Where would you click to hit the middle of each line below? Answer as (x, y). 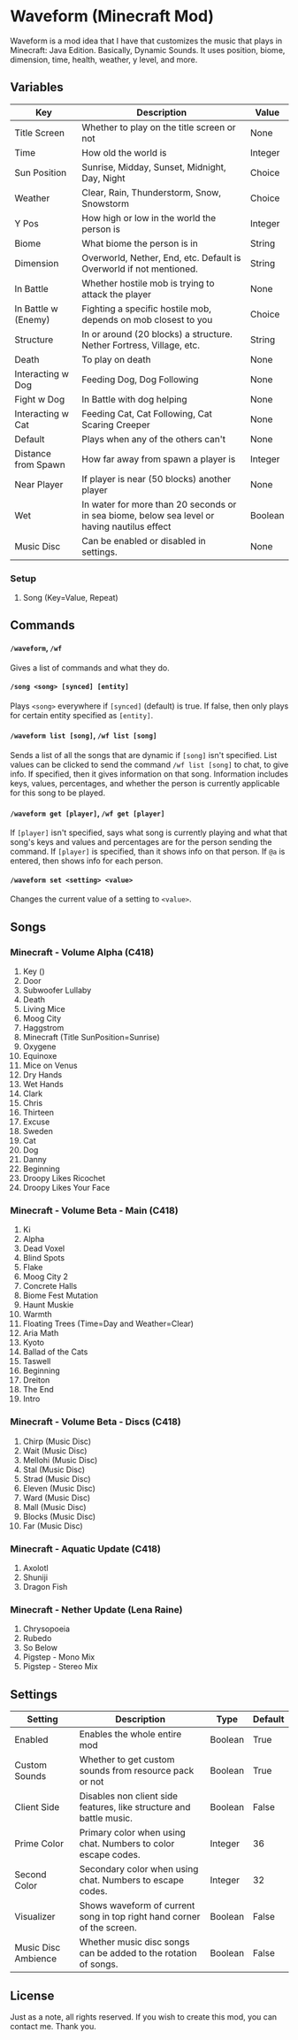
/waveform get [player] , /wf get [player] (88, 813)
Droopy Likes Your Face (66, 1188)
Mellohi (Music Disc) (60, 1460)
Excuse (36, 1122)
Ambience (35, 1959)
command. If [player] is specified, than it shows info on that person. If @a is (148, 852)
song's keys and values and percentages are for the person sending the (141, 842)
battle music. (106, 1818)
